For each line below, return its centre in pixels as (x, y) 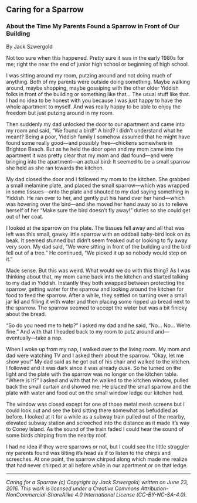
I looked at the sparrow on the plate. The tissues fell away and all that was (95, 227)
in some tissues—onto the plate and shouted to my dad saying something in (98, 191)
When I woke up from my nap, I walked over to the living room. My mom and (98, 349)
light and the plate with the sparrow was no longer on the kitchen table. (92, 374)
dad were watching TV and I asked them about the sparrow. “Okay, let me (95, 355)
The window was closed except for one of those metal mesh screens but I (95, 404)
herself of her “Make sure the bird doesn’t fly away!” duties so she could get (98, 210)
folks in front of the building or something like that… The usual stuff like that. (98, 94)
